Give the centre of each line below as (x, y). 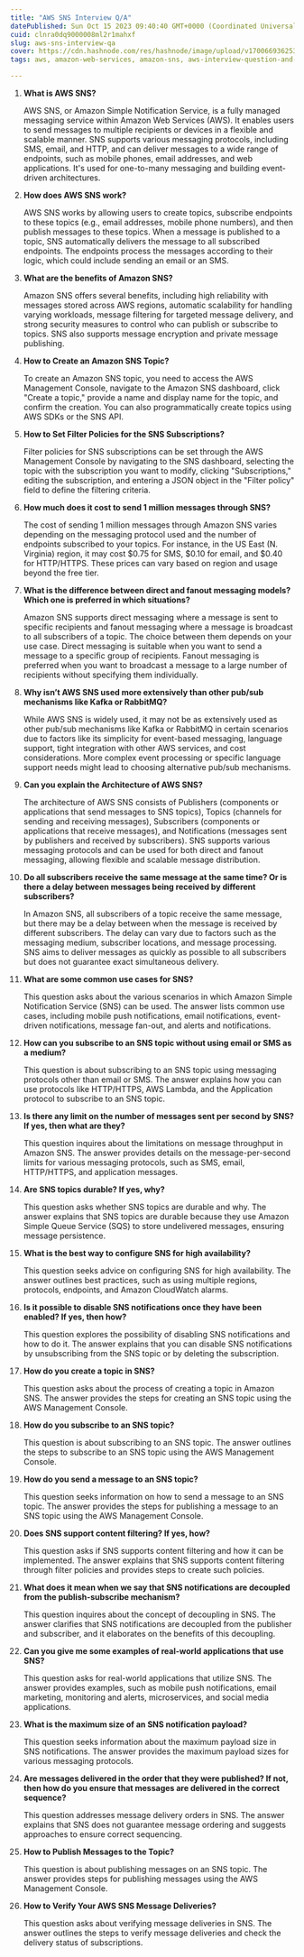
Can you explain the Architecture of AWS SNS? (113, 785)
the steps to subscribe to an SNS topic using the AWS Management (148, 1452)
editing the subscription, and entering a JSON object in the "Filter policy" (159, 480)
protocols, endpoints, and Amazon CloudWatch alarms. (126, 1290)
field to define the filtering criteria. (87, 490)
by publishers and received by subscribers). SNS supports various (147, 841)
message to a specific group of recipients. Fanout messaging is (141, 656)
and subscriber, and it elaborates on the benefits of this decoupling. (149, 1634)
